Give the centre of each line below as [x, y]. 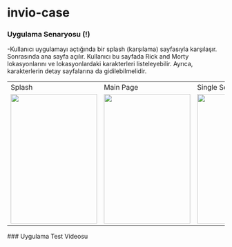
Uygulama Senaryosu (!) [49, 34]
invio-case [39, 13]
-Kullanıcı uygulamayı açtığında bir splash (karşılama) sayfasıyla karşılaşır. [112, 49]
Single [207, 88]
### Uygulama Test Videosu [48, 237]
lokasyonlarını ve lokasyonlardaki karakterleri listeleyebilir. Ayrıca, [100, 64]
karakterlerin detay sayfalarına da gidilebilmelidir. [77, 71]
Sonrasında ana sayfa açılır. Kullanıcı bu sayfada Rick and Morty [98, 57]
